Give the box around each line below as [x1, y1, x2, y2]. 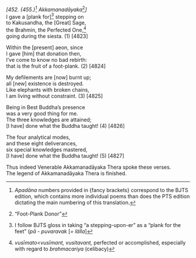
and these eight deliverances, [6, 140, 78, 147]
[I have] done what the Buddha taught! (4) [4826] [6, 122, 125, 129]
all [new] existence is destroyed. [6, 80, 84, 87]
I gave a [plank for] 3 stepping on [6, 12, 84, 20]
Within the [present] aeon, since [6, 44, 83, 51]
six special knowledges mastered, [6, 146, 87, 153]
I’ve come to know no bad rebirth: [6, 56, 87, 63]
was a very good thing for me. [6, 110, 79, 117]
